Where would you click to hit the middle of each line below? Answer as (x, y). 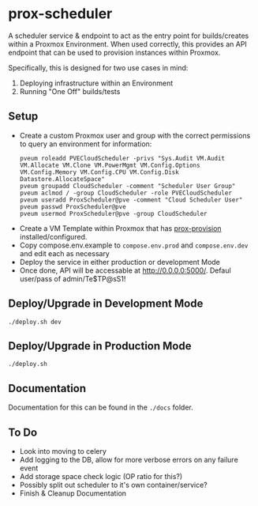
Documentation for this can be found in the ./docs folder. (101, 407)
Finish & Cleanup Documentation (73, 493)
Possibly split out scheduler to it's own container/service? (113, 485)
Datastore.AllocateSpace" (62, 179)
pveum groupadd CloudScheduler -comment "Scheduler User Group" (127, 186)
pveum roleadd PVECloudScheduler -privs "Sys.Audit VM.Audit (122, 158)
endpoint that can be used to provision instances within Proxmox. (114, 52)
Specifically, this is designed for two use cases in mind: (98, 67)
